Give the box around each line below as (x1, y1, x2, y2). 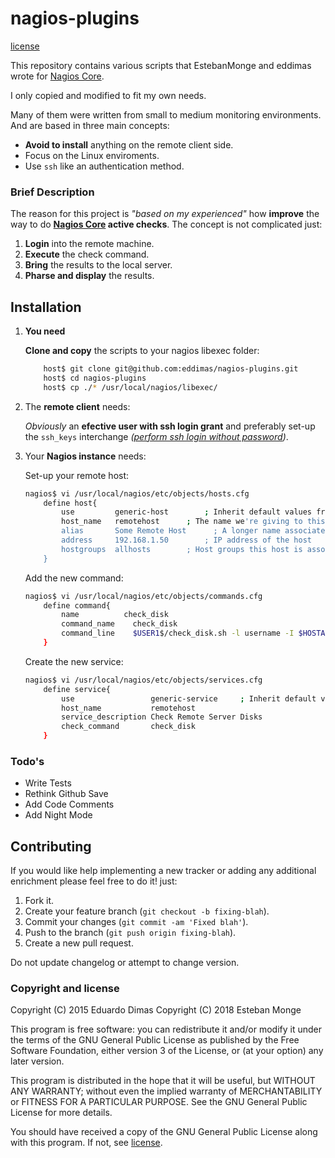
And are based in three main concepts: (10, 119, 170, 131)
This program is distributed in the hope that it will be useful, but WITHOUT (10, 1075, 316, 1087)
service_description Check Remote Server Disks (61, 712, 263, 722)
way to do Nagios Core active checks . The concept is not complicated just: (10, 218, 323, 231)
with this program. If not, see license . (10, 1137, 163, 1149)
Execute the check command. (24, 248, 150, 261)
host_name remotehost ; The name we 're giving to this (61, 517, 326, 527)
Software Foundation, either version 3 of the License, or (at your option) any (10, 1045, 324, 1057)
